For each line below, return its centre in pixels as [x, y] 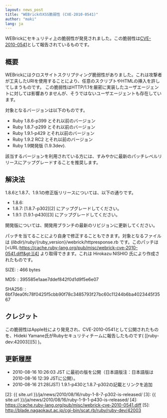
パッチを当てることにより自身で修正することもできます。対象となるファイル [83, 236]
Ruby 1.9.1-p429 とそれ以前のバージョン [53, 133]
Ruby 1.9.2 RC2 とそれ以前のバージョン [53, 139]
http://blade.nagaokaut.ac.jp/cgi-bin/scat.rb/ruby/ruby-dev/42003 [73, 410]
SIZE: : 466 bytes [23, 270]
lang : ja [14, 24]
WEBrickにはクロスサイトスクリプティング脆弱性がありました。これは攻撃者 [84, 75]
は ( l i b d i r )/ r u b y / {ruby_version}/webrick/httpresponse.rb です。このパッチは [82, 242]
